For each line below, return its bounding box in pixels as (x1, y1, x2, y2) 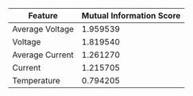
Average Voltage (12, 24, 74, 34)
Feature (28, 10, 58, 21)
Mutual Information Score (81, 10, 181, 21)
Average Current (12, 49, 74, 60)
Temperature (12, 75, 61, 86)
